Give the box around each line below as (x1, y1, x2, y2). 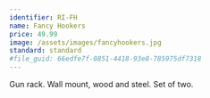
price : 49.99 (9, 29, 58, 38)
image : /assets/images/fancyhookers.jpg (9, 37, 163, 47)
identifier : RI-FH (9, 12, 78, 22)
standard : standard (9, 46, 82, 55)
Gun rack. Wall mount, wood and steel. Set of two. (9, 79, 194, 89)
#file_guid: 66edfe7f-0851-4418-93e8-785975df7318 (9, 54, 202, 63)
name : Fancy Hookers (9, 21, 87, 30)
